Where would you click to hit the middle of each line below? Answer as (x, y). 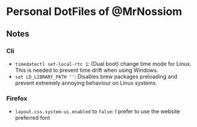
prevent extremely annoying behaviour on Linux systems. (86, 83)
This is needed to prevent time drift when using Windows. (86, 70)
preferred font (32, 118)
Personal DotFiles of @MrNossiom (94, 12)
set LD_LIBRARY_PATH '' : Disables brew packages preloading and (96, 76)
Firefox (17, 98)
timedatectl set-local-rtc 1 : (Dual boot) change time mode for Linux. (103, 63)
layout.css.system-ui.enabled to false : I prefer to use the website (98, 111)
